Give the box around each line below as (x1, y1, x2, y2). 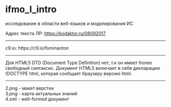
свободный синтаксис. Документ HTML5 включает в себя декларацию (5, 65, 160, 71)
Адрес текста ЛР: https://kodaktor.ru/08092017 (5, 30, 106, 36)
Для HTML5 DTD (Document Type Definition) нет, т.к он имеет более (5, 60, 152, 66)
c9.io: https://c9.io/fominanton (5, 45, 69, 51)
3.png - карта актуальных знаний (5, 90, 78, 96)
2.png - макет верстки (5, 85, 54, 91)
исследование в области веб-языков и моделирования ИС (5, 20, 134, 26)
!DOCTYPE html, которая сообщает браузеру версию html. (5, 70, 132, 76)
